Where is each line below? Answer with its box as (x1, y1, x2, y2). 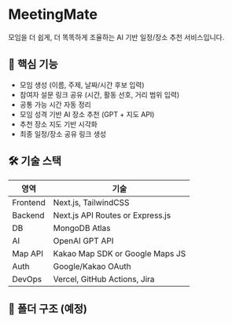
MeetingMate (8, 6, 98, 24)
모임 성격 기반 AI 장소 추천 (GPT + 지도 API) (19, 109, 155, 119)
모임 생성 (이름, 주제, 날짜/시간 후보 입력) (19, 80, 145, 90)
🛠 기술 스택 (8, 155, 61, 168)
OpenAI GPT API (53, 235, 114, 246)
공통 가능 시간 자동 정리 (19, 100, 92, 109)
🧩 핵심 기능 (8, 57, 59, 72)
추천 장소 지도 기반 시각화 (19, 119, 98, 129)
